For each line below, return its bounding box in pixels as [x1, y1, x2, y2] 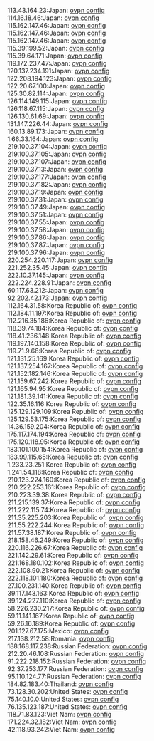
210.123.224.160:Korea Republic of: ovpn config [7, 475, 146, 484]
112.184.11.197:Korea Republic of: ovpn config [7, 309, 137, 317]
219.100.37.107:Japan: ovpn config [7, 157, 106, 166]
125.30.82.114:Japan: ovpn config [7, 89, 105, 98]
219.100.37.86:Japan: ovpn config [7, 233, 105, 242]
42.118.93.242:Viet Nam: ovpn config [7, 725, 116, 733]
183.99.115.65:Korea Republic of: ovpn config [7, 452, 138, 461]
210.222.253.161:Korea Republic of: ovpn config [7, 483, 147, 491]
